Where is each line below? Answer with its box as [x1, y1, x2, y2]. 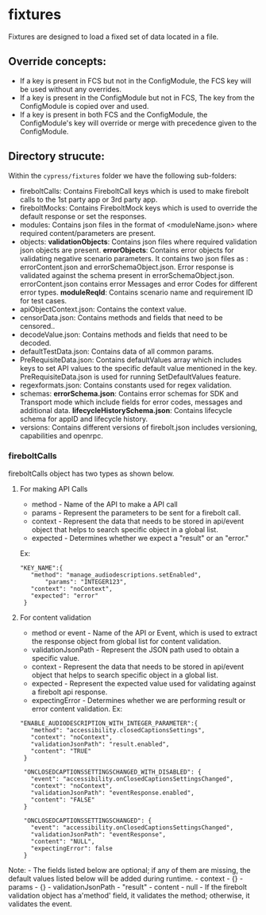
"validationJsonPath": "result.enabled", [30, 740, 170, 748]
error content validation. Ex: [31, 704, 123, 713]
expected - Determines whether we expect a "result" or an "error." [31, 533, 249, 542]
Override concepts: [8, 55, 107, 68]
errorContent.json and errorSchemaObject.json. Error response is [19, 262, 234, 272]
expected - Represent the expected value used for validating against [31, 678, 256, 688]
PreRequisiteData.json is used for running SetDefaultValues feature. [19, 372, 241, 381]
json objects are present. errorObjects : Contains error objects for [19, 245, 234, 255]
